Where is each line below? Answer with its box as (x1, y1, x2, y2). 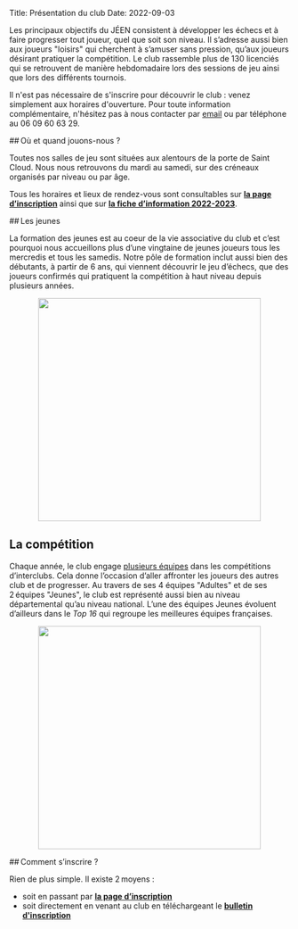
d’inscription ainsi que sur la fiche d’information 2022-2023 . (9, 198, 238, 209)
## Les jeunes (9, 216, 60, 226)
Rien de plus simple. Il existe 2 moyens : (9, 874, 155, 884)
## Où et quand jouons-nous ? (9, 136, 121, 145)
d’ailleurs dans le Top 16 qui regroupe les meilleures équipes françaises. (9, 608, 273, 618)
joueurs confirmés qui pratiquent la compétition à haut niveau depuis (9, 271, 262, 281)
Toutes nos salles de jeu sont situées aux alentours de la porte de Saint (9, 153, 270, 163)
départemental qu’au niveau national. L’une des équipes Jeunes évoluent (9, 598, 277, 610)
